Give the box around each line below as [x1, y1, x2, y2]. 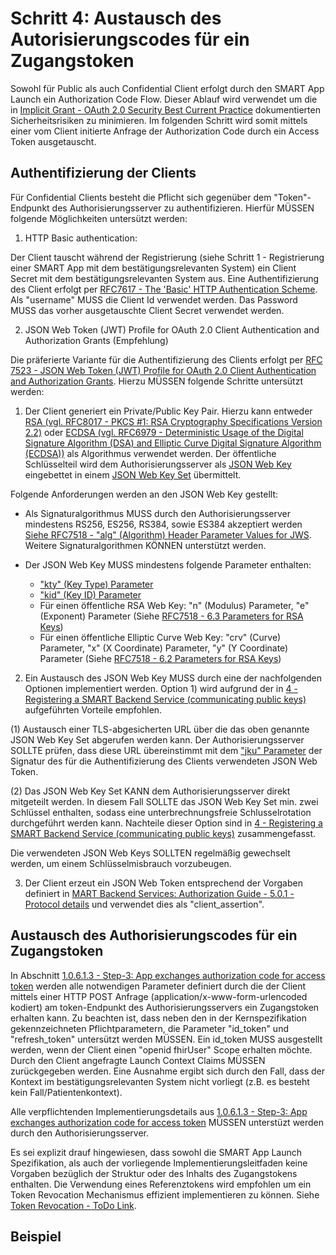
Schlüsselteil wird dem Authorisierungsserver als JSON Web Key [24, 458, 292, 470]
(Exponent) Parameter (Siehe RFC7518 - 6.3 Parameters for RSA [39, 610, 304, 622]
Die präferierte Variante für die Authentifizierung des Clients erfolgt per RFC [10, 353, 323, 366]
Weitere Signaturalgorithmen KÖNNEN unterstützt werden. [24, 539, 267, 551]
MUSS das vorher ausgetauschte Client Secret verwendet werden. [10, 304, 285, 316]
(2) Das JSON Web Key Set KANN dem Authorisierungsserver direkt [10, 785, 291, 797]
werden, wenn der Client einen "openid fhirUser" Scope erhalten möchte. [10, 1043, 313, 1056]
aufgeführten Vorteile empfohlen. [24, 703, 163, 716]
